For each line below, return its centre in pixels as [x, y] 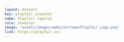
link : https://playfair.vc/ [33, 32]
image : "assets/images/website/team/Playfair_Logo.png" [62, 28]
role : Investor [20, 23]
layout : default [21, 9]
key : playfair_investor [29, 14]
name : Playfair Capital [29, 18]
